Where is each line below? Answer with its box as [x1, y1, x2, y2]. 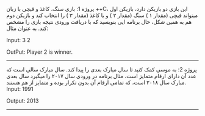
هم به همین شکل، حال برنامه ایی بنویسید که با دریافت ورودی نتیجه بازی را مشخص [6, 18, 192, 25]
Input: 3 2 [6, 37, 31, 43]
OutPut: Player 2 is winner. [6, 48, 73, 56]
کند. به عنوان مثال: [6, 24, 49, 32]
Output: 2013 [6, 97, 39, 104]
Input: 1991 [6, 85, 34, 92]
